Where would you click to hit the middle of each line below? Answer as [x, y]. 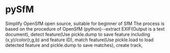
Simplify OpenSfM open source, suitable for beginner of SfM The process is [85, 23]
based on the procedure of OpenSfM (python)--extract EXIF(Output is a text [85, 29]
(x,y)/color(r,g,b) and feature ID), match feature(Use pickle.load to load [79, 40]
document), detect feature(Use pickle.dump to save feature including [78, 34]
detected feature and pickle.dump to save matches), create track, [74, 45]
